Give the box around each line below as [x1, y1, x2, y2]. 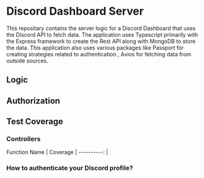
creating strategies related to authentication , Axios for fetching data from [6, 50, 191, 57]
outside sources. [6, 57, 49, 64]
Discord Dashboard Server [6, 4, 144, 18]
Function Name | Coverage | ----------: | [6, 149, 108, 156]
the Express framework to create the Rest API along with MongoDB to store [6, 37, 196, 45]
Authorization [6, 95, 60, 106]
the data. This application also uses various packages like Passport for [6, 44, 184, 51]
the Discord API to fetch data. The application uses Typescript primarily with [6, 31, 199, 38]
